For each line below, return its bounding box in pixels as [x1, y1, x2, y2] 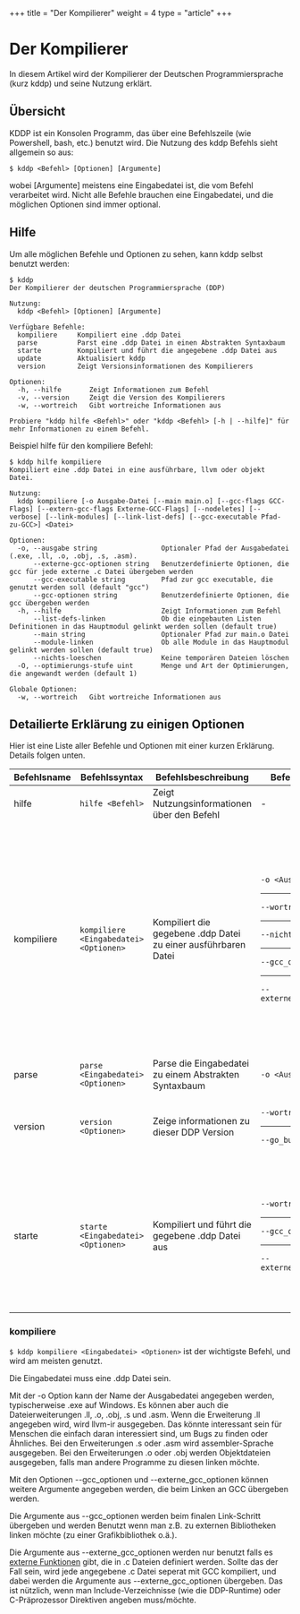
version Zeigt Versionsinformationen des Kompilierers [17, 362, 254, 371]
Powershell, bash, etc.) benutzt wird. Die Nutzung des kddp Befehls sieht [9, 137, 279, 148]
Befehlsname [13, 771, 71, 784]
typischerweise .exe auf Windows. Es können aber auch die [9, 1399, 229, 1410]
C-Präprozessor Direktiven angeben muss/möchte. [9, 1594, 196, 1605]
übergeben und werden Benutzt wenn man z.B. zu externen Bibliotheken [9, 1520, 277, 1531]
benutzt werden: [9, 258, 70, 269]
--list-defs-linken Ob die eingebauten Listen [32, 614, 262, 623]
